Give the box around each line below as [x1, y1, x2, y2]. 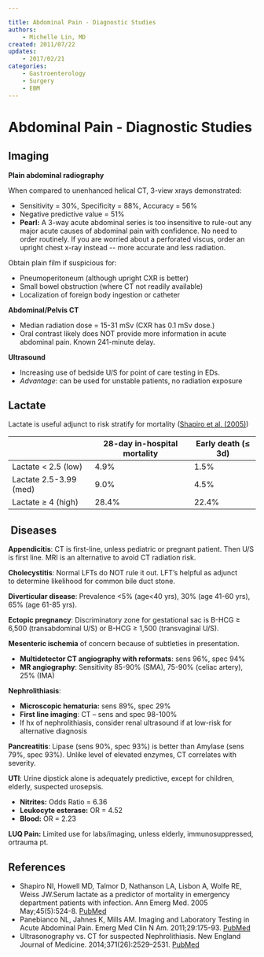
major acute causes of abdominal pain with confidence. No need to [19, 226, 237, 235]
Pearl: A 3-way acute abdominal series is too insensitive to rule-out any [19, 217, 252, 227]
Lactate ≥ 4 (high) [12, 497, 79, 508]
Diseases [10, 523, 57, 537]
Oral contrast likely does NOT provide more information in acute [19, 328, 226, 338]
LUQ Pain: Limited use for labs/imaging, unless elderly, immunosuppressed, [8, 830, 254, 839]
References [8, 860, 66, 874]
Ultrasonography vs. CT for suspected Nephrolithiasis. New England [19, 931, 241, 940]
